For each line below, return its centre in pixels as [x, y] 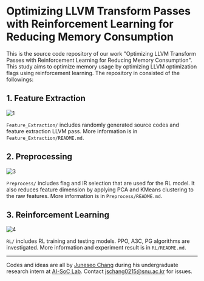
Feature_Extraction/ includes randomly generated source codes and [93, 125]
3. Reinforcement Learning [58, 215]
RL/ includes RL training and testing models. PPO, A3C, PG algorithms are [98, 241]
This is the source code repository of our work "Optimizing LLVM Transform [101, 53]
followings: [20, 79]
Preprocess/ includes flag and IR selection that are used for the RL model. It [101, 183]
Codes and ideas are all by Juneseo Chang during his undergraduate [93, 265]
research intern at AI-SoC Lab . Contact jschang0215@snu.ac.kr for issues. [99, 271]
